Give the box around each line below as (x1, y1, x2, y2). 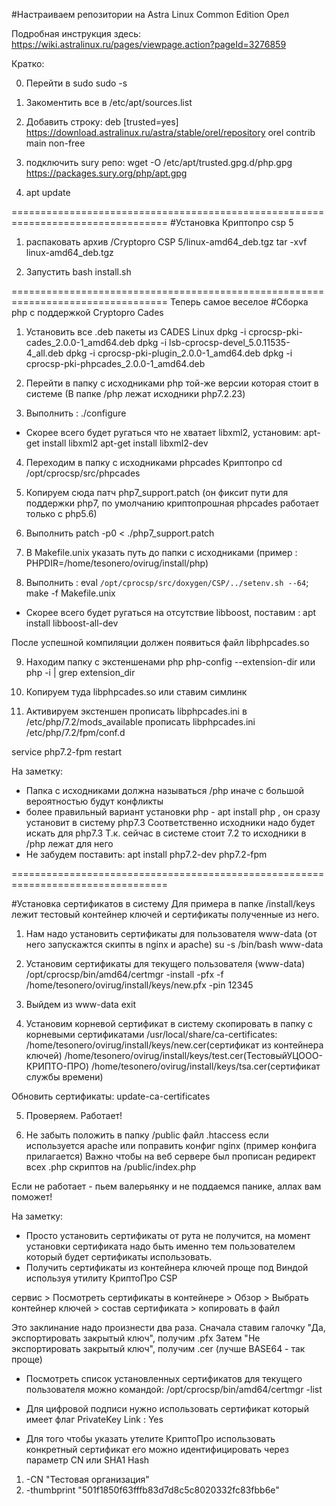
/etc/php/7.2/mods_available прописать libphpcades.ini (25, 716, 256, 728)
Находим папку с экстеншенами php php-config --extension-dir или (25, 656, 316, 668)
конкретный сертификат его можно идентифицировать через (25, 1444, 289, 1455)
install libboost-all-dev (25, 617, 119, 629)
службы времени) (25, 1071, 104, 1083)
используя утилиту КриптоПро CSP (25, 1272, 178, 1284)
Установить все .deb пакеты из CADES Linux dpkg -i (25, 326, 247, 338)
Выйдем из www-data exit (25, 999, 137, 1010)
